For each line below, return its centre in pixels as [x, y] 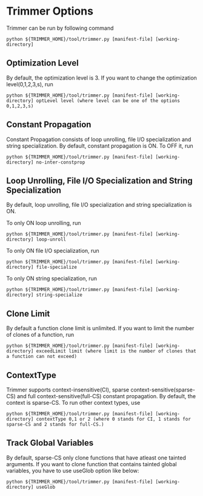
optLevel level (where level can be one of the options [108, 101]
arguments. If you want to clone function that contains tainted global [92, 464]
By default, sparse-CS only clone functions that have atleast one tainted [96, 458]
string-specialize [59, 295]
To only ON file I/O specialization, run [53, 251]
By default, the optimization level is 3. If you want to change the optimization [101, 78]
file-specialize [57, 267]
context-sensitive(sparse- [163, 390]
